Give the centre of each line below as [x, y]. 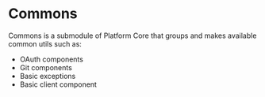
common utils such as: [45, 43]
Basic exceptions [48, 76]
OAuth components [51, 59]
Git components [46, 67]
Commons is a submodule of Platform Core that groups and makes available [132, 35]
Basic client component [58, 84]
